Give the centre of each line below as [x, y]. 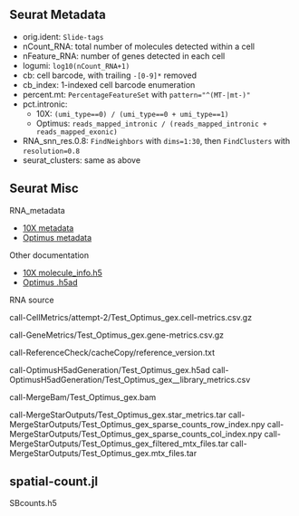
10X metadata [48, 228]
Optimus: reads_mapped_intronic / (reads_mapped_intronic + [151, 123]
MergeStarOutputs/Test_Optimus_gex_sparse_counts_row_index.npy [137, 424]
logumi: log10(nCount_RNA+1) [76, 65]
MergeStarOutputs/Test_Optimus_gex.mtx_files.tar [103, 453]
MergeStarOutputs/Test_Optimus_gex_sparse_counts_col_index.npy [136, 434]
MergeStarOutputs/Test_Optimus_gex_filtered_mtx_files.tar [119, 444]
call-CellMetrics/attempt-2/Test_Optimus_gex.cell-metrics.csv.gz [130, 317]
